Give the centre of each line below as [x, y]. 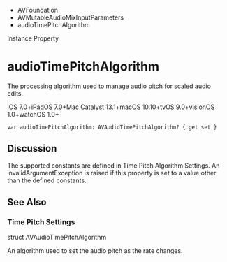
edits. [15, 93]
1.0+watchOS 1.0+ [33, 114]
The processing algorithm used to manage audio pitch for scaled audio [109, 86]
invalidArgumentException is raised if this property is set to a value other [112, 173]
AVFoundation [37, 10]
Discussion [32, 148]
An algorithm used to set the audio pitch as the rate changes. [95, 251]
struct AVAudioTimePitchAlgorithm [57, 238]
